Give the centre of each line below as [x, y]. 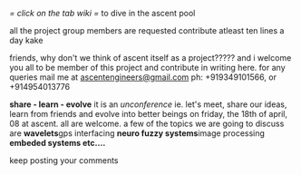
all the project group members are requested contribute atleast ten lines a [147, 30]
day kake [26, 40]
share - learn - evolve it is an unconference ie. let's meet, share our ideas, [148, 104]
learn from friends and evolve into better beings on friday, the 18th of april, [149, 114]
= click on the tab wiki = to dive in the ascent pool [102, 13]
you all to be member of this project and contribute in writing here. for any [147, 68]
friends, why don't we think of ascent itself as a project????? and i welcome [150, 58]
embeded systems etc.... [58, 143]
